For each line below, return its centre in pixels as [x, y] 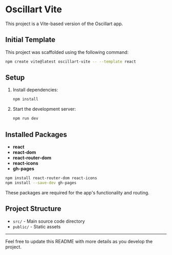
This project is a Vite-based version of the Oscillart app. [64, 24]
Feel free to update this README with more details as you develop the [79, 241]
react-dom [24, 152]
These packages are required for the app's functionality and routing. [77, 192]
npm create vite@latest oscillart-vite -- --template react [71, 62]
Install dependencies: [35, 90]
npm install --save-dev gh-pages [41, 183]
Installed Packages [36, 134]
